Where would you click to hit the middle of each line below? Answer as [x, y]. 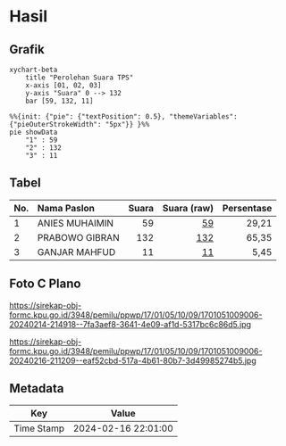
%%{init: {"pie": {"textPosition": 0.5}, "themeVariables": [124, 117]
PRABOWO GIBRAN [78, 237]
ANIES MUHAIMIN [76, 223]
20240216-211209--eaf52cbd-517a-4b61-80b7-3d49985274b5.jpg [133, 360]
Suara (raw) [188, 208]
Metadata [37, 388]
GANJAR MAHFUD [76, 252]
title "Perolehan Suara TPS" [80, 78]
